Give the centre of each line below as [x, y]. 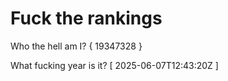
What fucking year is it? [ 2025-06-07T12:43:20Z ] [114, 65]
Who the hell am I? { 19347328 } [76, 46]
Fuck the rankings [86, 18]
